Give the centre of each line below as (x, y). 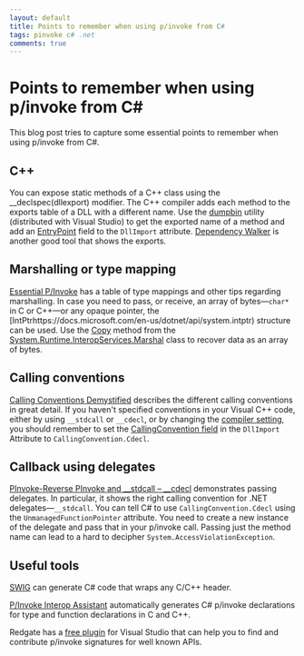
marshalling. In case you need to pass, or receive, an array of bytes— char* (149, 301)
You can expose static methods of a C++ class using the (115, 193)
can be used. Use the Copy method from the (93, 330)
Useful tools (44, 566)
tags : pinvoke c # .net (52, 35)
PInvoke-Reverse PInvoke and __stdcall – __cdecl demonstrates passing (143, 489)
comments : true (38, 43)
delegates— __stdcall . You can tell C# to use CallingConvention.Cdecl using (152, 508)
